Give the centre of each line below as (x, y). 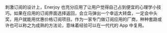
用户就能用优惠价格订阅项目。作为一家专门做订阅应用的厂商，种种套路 (85, 19)
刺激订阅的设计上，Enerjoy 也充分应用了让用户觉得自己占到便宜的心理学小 (81, 7)
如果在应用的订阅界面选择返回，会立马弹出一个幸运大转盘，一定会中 (83, 13)
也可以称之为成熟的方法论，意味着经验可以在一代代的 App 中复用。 (78, 25)
